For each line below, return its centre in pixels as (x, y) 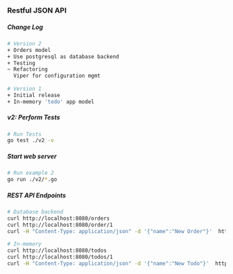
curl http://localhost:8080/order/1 (60, 225)
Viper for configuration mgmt (57, 76)
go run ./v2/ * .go (32, 180)
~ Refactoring (28, 69)
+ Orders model (29, 50)
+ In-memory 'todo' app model (51, 102)
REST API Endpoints (37, 195)
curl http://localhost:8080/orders (59, 218)
